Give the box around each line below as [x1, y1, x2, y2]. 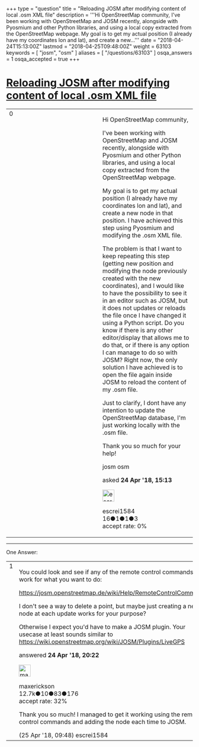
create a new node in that [102, 209, 174, 217]
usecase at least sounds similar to [18, 630, 114, 638]
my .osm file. [102, 385, 138, 393]
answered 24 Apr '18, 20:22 [18, 651, 99, 659]
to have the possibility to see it [102, 289, 187, 297]
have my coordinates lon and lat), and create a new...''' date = [6, 37, 157, 43]
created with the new [102, 274, 161, 282]
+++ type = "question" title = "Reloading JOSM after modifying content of [6, 5, 187, 12]
